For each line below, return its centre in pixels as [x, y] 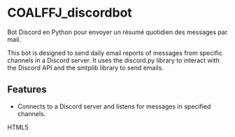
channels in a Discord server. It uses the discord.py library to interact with [114, 60]
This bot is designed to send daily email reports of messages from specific [115, 53]
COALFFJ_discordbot [70, 13]
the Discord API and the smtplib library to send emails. [86, 67]
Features [27, 89]
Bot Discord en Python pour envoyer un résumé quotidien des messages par [117, 32]
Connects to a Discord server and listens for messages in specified [114, 106]
